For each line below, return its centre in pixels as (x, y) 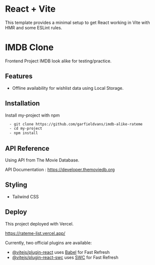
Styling (16, 185)
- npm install (24, 133)
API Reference (27, 148)
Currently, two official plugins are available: (48, 243)
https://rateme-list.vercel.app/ (35, 233)
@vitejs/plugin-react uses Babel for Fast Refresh (61, 252)
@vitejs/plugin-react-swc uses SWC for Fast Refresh (65, 257)
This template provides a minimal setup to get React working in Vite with (77, 22)
